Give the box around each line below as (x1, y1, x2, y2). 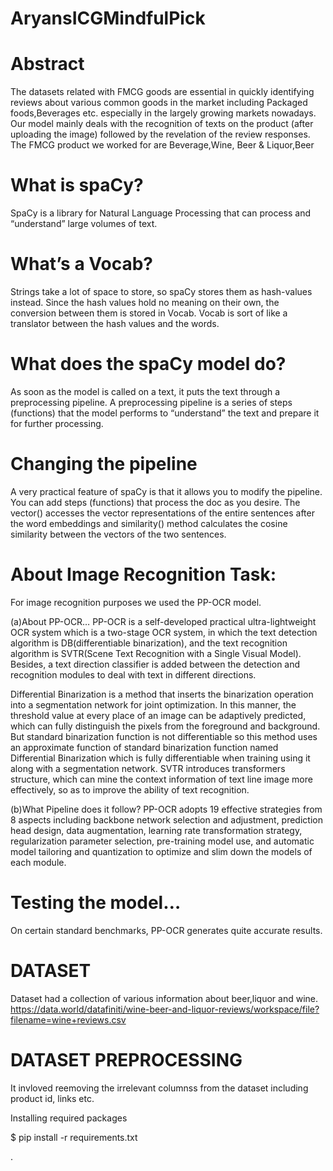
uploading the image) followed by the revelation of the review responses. (10, 128, 311, 141)
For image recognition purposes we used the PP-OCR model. (10, 596, 262, 608)
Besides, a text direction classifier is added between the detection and (10, 658, 301, 670)
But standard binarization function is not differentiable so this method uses (10, 730, 318, 742)
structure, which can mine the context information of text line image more (10, 773, 313, 785)
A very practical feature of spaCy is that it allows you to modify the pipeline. (10, 485, 323, 497)
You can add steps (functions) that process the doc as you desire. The (10, 496, 301, 508)
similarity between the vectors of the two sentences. (10, 528, 227, 540)
